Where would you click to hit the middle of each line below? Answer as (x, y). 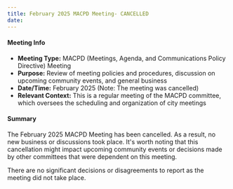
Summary (22, 119)
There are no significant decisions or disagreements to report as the (106, 170)
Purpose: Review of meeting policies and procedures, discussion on (116, 73)
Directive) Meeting (44, 65)
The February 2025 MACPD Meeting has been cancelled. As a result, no (112, 134)
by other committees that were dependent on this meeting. (92, 156)
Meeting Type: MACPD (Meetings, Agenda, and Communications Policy (121, 58)
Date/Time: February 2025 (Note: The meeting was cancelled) (108, 87)
